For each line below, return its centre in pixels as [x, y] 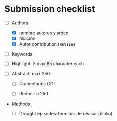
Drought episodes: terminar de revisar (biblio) [66, 113]
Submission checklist [50, 9]
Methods [21, 104]
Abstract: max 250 [31, 74]
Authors [20, 23]
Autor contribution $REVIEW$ [47, 44]
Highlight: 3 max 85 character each [48, 64]
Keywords [22, 54]
